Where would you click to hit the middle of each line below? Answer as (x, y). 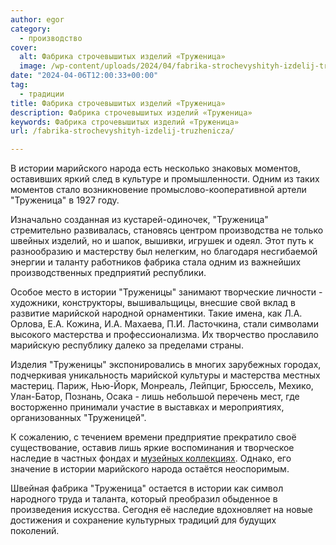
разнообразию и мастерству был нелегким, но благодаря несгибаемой (164, 252)
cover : (24, 47)
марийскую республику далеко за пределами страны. (127, 345)
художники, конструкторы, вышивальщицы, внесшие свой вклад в (153, 303)
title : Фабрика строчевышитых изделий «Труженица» (118, 103)
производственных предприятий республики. (108, 273)
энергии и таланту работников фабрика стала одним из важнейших (156, 262)
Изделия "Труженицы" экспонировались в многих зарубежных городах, (166, 365)
